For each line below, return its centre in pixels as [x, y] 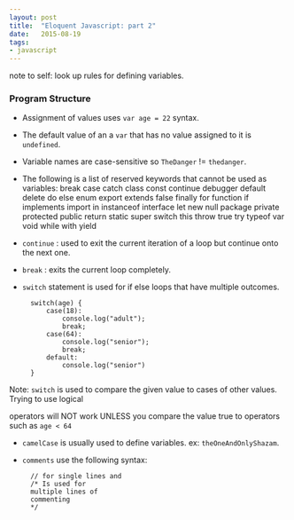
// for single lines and [76, 477]
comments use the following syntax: [85, 460]
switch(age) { [56, 303]
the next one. [46, 253]
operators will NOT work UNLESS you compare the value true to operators [145, 416]
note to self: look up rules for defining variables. [97, 75]
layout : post [33, 17]
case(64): [64, 335]
